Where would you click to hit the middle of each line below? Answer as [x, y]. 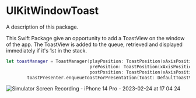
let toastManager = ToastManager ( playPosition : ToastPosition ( [85, 61]
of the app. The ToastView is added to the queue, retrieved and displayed [94, 44]
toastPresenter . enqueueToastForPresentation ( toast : [91, 78]
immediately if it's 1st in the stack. [47, 50]
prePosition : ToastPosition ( [125, 66]
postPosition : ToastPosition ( [126, 72]
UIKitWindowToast [52, 11]
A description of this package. [42, 27]
